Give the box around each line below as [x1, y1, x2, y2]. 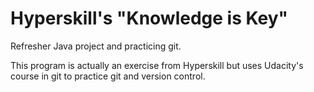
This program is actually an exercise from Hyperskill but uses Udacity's [10, 59, 304, 71]
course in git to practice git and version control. [10, 70, 206, 82]
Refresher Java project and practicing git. [10, 40, 182, 52]
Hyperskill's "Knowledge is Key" [10, 7, 289, 30]
